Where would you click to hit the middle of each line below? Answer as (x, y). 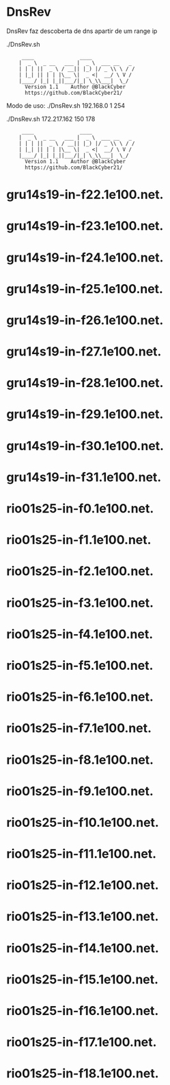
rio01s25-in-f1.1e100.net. (79, 540)
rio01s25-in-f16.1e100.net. (83, 1011)
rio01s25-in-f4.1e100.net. (80, 634)
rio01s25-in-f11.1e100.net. (82, 854)
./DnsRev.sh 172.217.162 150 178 (51, 119)
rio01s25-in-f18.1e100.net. (83, 1074)
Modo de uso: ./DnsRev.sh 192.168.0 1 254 (66, 105)
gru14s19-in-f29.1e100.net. (85, 414)
